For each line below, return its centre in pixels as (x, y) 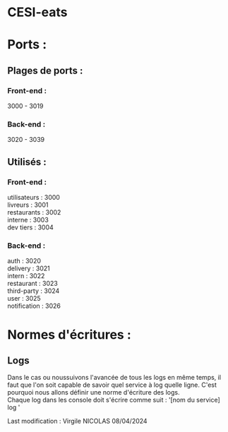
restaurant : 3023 (32, 284)
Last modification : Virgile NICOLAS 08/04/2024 (77, 421)
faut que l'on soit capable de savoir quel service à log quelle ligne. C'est (112, 385)
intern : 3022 (26, 276)
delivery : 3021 (29, 268)
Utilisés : (27, 162)
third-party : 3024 (34, 291)
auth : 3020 (24, 261)
